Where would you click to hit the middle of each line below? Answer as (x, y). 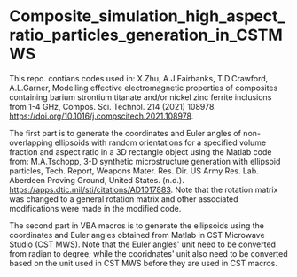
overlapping (31, 142)
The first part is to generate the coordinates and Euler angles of (125, 133)
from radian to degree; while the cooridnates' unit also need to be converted (148, 253)
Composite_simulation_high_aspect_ (148, 16)
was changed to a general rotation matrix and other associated (124, 199)
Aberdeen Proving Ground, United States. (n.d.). (97, 180)
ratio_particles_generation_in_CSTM (146, 35)
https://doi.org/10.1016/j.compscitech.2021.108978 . (102, 116)
